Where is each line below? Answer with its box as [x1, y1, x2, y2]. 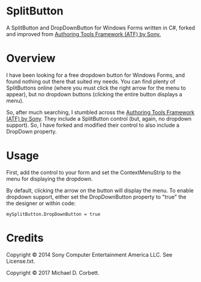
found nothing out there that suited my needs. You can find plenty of [6, 78, 176, 85]
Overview [6, 52, 56, 66]
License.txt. [6, 257, 35, 265]
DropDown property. [6, 127, 57, 135]
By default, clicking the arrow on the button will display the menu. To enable [6, 186, 194, 194]
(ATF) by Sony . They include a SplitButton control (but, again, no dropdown [6, 115, 192, 122]
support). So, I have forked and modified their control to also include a [6, 121, 180, 129]
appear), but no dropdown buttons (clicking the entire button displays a [6, 90, 182, 97]
